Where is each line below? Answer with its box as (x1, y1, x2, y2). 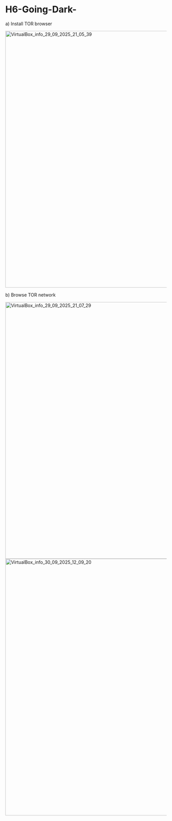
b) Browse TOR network (5, 292, 56, 298)
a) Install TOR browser (5, 21, 52, 27)
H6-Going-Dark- (5, 4, 77, 15)
